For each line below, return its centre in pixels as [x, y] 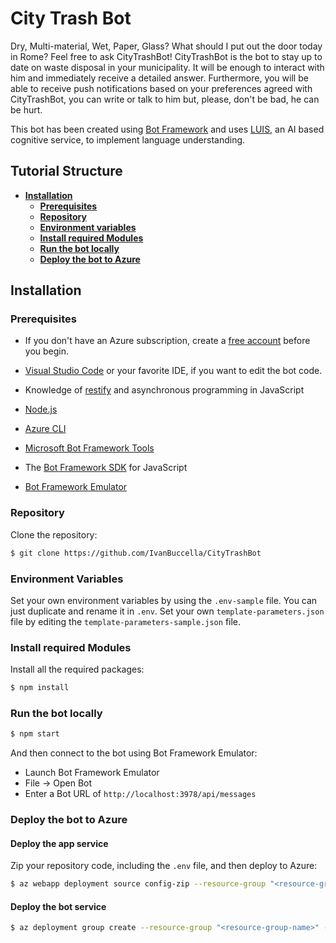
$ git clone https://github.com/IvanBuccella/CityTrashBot [136, 553]
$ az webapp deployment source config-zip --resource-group [138, 884]
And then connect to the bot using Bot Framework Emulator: [134, 753]
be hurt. [26, 109]
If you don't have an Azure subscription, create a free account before [167, 341]
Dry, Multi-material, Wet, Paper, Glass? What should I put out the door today [166, 46]
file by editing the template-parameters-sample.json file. [126, 621]
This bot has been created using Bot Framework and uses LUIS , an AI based [167, 129]
